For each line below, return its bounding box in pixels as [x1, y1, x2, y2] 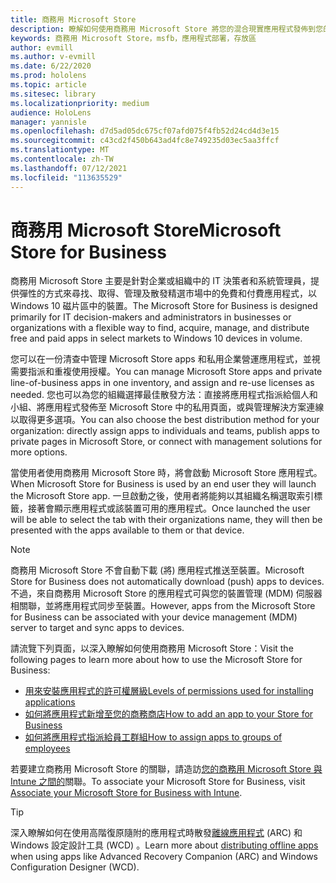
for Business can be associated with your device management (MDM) [10, 611, 298, 623]
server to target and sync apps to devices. [10, 622, 185, 634]
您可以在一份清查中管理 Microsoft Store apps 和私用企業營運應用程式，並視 [10, 353, 321, 365]
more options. [10, 446, 68, 458]
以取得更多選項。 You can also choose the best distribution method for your [10, 414, 320, 426]
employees [24, 742, 71, 755]
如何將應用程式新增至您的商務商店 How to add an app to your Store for [24, 708, 314, 720]
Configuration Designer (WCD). [10, 861, 140, 873]
